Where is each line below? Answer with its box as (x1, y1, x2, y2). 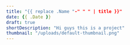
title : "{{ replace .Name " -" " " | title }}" (6, 8, 122, 15)
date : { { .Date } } (6, 14, 51, 20)
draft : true (6, 19, 35, 25)
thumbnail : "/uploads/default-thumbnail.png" (6, 30, 119, 36)
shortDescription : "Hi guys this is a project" (6, 25, 125, 31)
